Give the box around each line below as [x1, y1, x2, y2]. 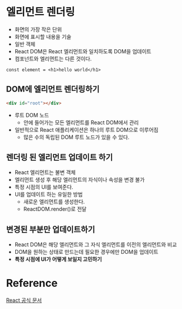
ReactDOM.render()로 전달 [23, 206, 87, 213]
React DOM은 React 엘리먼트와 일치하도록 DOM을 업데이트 [14, 47, 151, 55]
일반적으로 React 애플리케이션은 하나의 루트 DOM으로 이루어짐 [14, 126, 159, 133]
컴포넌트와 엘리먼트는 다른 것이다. [14, 55, 92, 62]
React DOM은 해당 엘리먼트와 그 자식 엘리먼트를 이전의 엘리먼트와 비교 [14, 241, 177, 248]
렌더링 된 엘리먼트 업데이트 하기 [6, 152, 113, 162]
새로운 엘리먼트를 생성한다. [23, 198, 85, 205]
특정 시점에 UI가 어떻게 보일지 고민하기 [14, 256, 102, 263]
